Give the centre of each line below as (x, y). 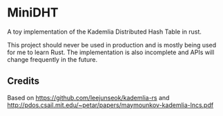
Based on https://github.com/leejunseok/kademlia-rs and (88, 97)
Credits (23, 81)
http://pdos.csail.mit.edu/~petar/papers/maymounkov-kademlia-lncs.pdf (110, 105)
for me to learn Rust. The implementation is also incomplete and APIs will (111, 52)
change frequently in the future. (52, 59)
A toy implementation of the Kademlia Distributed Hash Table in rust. (105, 32)
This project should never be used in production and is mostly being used (112, 45)
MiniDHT (33, 13)
